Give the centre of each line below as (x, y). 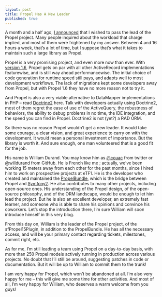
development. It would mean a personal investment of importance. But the (79, 138)
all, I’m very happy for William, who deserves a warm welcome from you (77, 284)
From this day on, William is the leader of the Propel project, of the (71, 224)
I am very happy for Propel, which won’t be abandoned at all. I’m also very (79, 274)
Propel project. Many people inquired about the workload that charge (74, 37)
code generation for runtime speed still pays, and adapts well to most (74, 78)
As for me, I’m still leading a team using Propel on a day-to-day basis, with (79, 249)
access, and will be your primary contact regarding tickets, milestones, (75, 234)
